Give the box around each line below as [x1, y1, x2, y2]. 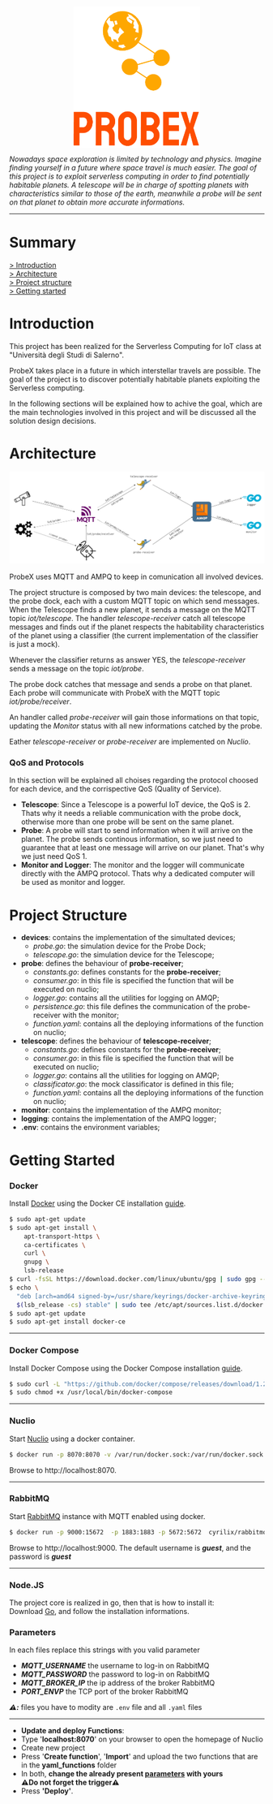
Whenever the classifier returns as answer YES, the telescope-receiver [9, 655, 246, 665]
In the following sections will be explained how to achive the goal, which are [9, 399, 262, 408]
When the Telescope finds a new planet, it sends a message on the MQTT [9, 605, 256, 615]
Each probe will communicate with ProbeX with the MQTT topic [9, 688, 221, 698]
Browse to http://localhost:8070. [9, 1465, 117, 1475]
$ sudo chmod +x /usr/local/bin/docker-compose [9, 1388, 173, 1396]
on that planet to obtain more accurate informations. [9, 197, 186, 207]
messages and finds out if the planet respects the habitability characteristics [9, 622, 265, 632]
